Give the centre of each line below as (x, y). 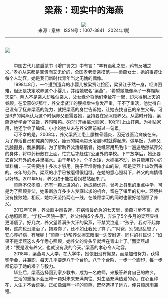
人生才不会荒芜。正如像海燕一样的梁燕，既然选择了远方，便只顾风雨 (84, 285)
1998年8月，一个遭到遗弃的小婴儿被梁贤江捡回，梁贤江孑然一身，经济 (86, 84)
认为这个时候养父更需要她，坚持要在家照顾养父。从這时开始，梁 (95, 115)
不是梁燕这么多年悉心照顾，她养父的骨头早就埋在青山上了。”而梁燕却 (79, 241)
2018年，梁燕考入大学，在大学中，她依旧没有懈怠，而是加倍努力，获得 (87, 253)
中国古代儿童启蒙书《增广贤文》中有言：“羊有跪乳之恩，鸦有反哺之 (83, 65)
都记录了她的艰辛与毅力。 (31, 266)
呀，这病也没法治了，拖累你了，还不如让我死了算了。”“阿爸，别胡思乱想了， (83, 228)
